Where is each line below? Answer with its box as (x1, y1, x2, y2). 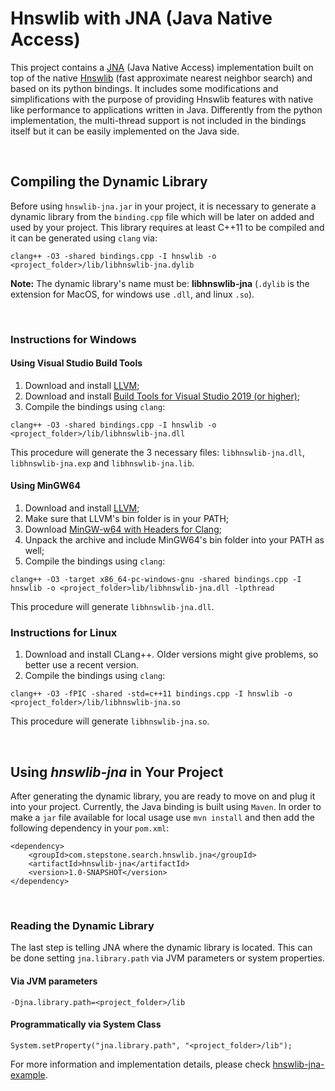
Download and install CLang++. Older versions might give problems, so (24, 648, 319, 661)
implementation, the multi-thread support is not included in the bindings (10, 114, 307, 126)
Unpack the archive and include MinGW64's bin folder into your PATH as (24, 534, 325, 546)
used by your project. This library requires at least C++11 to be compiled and (10, 221, 325, 233)
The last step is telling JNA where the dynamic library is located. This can (10, 942, 313, 954)
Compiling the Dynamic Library (10, 173, 208, 191)
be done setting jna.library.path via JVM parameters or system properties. (10, 952, 325, 964)
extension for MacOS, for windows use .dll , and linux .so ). (10, 288, 255, 300)
